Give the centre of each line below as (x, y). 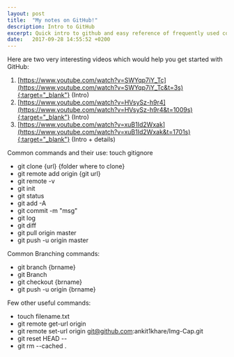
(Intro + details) (94, 139)
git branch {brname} (46, 267)
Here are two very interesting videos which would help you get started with (115, 59)
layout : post (26, 14)
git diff (27, 225)
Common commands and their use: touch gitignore (80, 153)
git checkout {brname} (49, 282)
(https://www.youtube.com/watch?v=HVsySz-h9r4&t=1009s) (105, 110)
